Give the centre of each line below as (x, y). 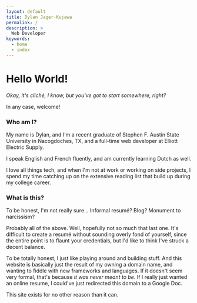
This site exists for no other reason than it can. (62, 295)
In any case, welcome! (33, 106)
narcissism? (21, 217)
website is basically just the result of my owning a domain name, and (89, 265)
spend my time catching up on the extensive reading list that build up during (98, 176)
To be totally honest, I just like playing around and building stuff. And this (94, 258)
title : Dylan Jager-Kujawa (39, 17)
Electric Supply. (25, 147)
